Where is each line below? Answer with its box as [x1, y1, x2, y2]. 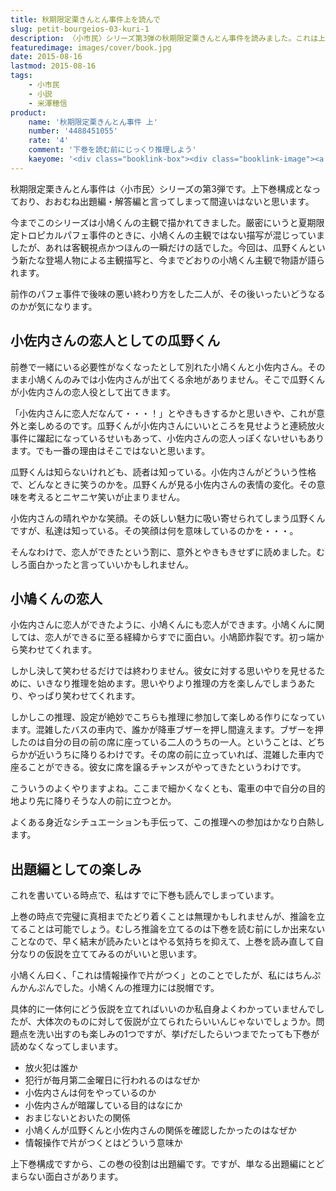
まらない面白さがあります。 [10, 1171, 124, 1183]
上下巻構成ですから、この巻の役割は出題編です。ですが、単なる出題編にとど [10, 1158, 325, 1170]
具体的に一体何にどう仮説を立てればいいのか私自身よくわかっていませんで [10, 1003, 317, 1015]
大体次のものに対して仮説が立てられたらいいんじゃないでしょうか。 [36, 1016, 317, 1028]
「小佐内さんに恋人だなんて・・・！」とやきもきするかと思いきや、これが [10, 407, 317, 419]
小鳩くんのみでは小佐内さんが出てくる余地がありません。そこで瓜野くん [27, 373, 325, 385]
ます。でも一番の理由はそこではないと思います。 [10, 444, 211, 456]
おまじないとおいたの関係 [24, 1112, 131, 1124]
